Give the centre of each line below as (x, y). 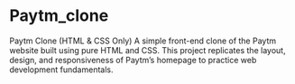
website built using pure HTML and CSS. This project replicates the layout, (147, 50)
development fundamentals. (61, 70)
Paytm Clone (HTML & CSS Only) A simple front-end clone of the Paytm (143, 41)
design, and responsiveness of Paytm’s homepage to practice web (133, 60)
